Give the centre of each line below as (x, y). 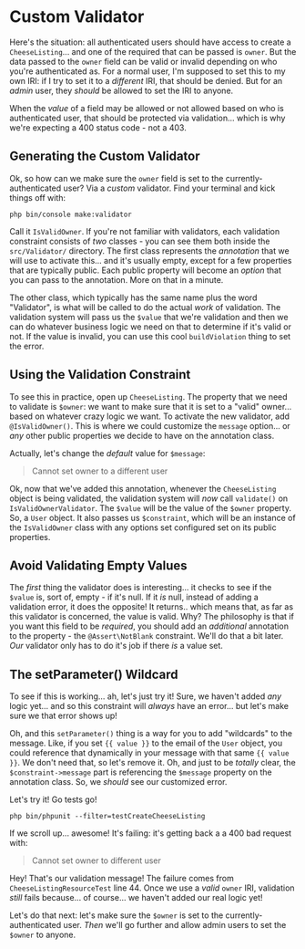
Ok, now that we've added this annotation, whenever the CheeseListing (143, 488)
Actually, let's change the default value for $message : (107, 453)
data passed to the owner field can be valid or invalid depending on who (143, 61)
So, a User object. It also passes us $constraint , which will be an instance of (152, 517)
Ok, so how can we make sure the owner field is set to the (117, 178)
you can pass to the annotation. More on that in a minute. (117, 279)
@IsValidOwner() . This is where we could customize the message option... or (150, 425)
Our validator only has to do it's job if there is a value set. (116, 646)
